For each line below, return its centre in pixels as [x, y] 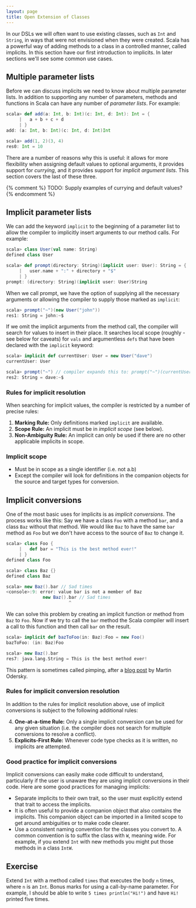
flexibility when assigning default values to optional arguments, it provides [95, 164]
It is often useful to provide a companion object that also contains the [98, 811]
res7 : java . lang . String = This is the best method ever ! [77, 659]
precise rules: [22, 412]
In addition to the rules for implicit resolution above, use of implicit [85, 704]
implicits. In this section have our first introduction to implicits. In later [90, 52]
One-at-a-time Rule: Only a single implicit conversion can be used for [99, 721]
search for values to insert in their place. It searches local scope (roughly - [96, 333]
